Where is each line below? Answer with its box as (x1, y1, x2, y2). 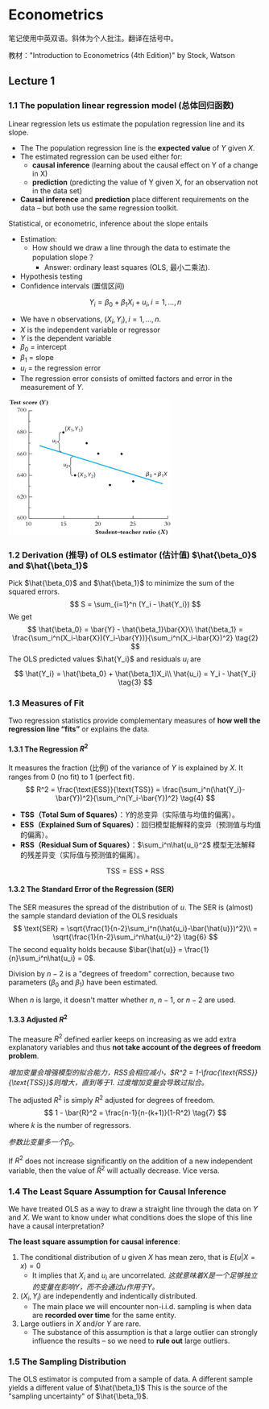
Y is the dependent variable (19, 334, 112, 343)
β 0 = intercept (19, 342, 67, 354)
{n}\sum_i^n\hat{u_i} (8, 953, 77, 964)
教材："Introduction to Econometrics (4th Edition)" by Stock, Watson (8, 50, 235, 60)
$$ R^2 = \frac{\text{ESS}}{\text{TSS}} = (25, 784, 161, 794)
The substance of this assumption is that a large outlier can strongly (31, 1328, 258, 1337)
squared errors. (8, 586, 60, 596)
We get (8, 611, 32, 621)
